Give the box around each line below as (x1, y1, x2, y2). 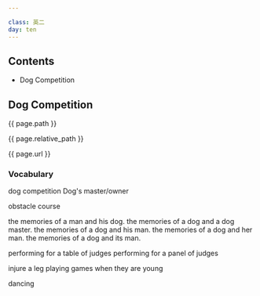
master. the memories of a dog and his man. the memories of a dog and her (8, 225, 253, 235)
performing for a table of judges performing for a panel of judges (8, 248, 218, 258)
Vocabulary (8, 169, 53, 180)
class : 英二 (8, 18, 45, 26)
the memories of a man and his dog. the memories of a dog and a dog (8, 217, 235, 226)
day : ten (8, 25, 37, 34)
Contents (8, 54, 55, 67)
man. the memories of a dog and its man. (8, 233, 141, 243)
